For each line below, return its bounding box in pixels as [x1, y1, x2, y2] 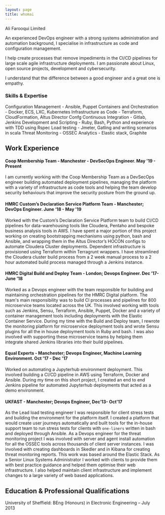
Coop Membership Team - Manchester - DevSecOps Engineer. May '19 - [5, 158, 156, 164]
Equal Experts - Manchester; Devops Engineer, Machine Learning [5, 350, 142, 356]
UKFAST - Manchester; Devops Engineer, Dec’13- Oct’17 [5, 399, 123, 405]
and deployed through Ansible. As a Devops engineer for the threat [5, 431, 141, 437]
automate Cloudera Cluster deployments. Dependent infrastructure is [5, 243, 146, 249]
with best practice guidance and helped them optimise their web [5, 462, 136, 468]
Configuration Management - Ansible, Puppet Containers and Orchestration [5, 103, 159, 109]
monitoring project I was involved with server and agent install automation [5, 436, 155, 442]
